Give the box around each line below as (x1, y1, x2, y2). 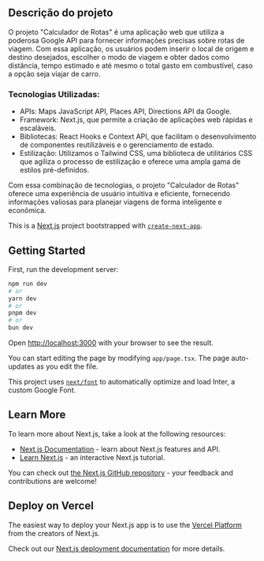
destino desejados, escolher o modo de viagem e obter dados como (8, 52, 230, 61)
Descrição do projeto (8, 6, 113, 20)
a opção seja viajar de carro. (8, 69, 101, 78)
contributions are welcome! (8, 476, 97, 485)
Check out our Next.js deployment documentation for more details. (8, 544, 225, 553)
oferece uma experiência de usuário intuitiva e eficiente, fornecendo (8, 189, 231, 199)
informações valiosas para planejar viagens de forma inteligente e (8, 197, 222, 207)
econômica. (8, 206, 46, 215)
